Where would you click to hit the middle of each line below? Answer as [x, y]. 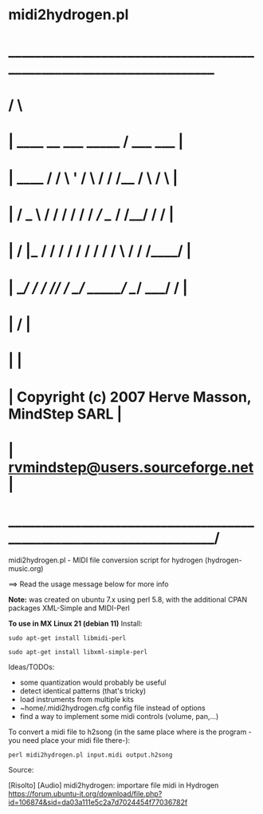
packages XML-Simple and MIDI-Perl [69, 608]
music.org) [26, 569]
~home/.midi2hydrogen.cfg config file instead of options [112, 708]
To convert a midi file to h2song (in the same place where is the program [128, 732]
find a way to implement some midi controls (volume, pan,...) [119, 717]
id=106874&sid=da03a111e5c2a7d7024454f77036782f [98, 802]
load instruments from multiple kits [77, 700]
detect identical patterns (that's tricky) [83, 691]
